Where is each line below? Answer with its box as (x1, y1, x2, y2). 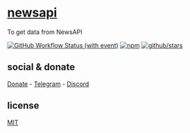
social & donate (7, 61, 76, 73)
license (7, 100, 40, 112)
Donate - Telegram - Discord (7, 80, 89, 88)
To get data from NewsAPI (7, 28, 83, 36)
